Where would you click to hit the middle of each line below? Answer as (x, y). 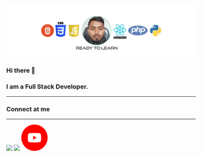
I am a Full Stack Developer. (47, 87)
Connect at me (28, 109)
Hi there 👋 (21, 70)
